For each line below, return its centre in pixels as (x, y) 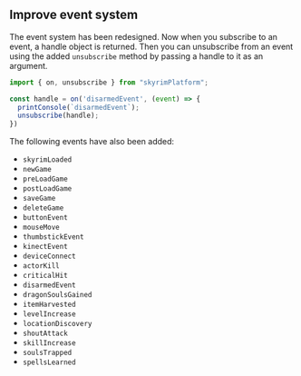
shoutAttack (45, 334)
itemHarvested (49, 305)
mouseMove (41, 228)
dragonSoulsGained (57, 295)
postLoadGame (47, 189)
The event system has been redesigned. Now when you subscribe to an (144, 36)
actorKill (41, 266)
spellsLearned (49, 362)
